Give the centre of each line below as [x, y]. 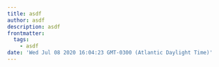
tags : [22, 40]
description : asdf [34, 27]
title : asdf [24, 14]
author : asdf [26, 20]
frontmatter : [26, 33]
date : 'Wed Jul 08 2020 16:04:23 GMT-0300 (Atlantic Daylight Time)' [110, 53]
